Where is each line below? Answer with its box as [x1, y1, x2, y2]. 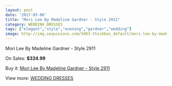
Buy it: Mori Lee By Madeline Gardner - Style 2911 [5, 65, 110, 71]
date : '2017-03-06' [5, 12, 47, 17]
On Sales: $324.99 [5, 55, 46, 61]
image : [5, 31, 19, 36]
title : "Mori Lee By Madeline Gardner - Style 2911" [5, 17, 120, 22]
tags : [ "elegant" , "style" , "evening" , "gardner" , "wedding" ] [5, 27, 132, 32]
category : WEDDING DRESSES [5, 21, 63, 27]
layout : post [5, 7, 33, 13]
